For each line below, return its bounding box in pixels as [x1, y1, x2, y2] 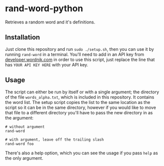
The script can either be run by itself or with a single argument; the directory [5, 89, 159, 95]
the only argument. [5, 155, 43, 161]
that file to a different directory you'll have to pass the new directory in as [5, 109, 153, 115]
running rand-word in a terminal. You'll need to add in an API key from [5, 51, 144, 57]
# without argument [5, 124, 45, 129]
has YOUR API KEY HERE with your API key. [5, 62, 89, 67]
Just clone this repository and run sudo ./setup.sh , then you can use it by [5, 46, 154, 52]
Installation [5, 33, 40, 41]
